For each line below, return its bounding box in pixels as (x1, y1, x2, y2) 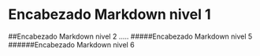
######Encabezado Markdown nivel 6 (8, 39, 136, 49)
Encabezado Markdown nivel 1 (8, 6, 211, 24)
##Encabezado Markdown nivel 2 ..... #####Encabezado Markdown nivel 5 (8, 32, 253, 41)
